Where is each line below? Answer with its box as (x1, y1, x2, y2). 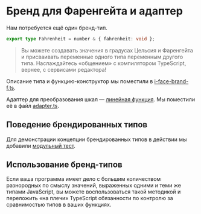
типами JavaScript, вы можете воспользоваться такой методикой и (6, 188, 181, 195)
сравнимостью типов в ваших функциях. (6, 201, 112, 209)
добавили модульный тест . (6, 142, 75, 149)
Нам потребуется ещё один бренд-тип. (6, 24, 107, 31)
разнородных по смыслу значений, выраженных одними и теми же (6, 182, 181, 189)
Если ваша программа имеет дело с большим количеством (6, 175, 161, 183)
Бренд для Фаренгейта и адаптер (6, 4, 183, 18)
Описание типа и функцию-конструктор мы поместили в (6, 77, 153, 85)
